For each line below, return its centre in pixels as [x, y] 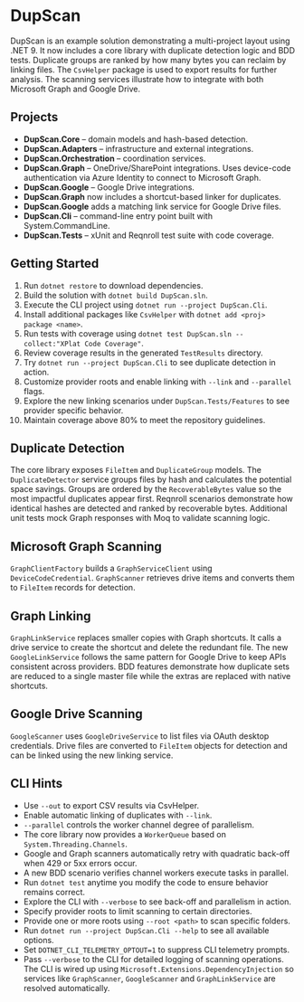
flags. [34, 391]
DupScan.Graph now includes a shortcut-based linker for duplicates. [152, 196]
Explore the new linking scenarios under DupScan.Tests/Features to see [157, 401]
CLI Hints [37, 784]
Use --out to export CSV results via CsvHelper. [111, 805]
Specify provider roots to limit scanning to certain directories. [138, 911]
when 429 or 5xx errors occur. [81, 863]
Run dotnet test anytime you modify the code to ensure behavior [146, 882]
